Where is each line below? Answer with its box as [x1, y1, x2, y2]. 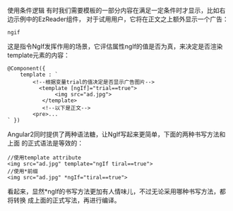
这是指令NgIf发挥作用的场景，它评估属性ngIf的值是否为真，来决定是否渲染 [7, 42, 223, 51]
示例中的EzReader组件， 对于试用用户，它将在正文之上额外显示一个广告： [13, 15, 229, 23]
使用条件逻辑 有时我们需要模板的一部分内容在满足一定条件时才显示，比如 [7, 6, 220, 14]
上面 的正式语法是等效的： [7, 139, 83, 147]
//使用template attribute [7, 154, 81, 161]
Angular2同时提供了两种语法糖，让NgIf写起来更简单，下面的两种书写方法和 [7, 130, 226, 139]
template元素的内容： [7, 51, 71, 59]
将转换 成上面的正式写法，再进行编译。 [7, 196, 121, 204]
